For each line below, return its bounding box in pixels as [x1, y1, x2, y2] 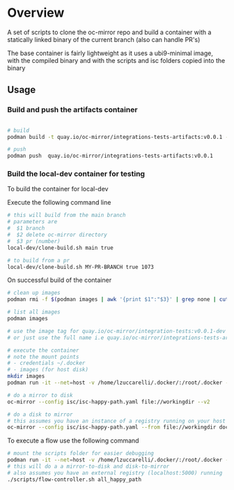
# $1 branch [7, 225, 45, 232]
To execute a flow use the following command [7, 436, 139, 445]
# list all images [7, 309, 61, 315]
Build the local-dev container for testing [7, 169, 145, 179]
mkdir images [7, 373, 45, 380]
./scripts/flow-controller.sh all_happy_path [7, 476, 141, 483]
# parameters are [7, 218, 58, 225]
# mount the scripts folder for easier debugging [7, 450, 155, 457]
